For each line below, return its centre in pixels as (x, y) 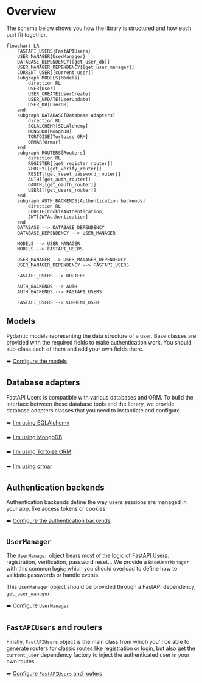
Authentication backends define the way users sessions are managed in (96, 502)
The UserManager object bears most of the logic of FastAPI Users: (88, 556)
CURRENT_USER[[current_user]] (56, 72)
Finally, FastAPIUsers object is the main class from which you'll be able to (98, 642)
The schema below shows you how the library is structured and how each (99, 28)
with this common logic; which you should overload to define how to (92, 569)
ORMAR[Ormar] (45, 142)
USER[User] (42, 89)
